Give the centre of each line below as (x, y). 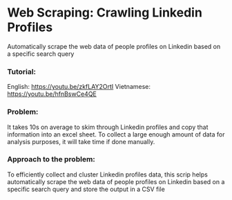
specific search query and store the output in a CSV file (86, 189)
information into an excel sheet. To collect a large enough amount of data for (116, 134)
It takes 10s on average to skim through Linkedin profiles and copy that (108, 127)
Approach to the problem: (51, 159)
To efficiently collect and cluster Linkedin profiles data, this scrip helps (108, 174)
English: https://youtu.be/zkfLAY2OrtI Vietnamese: (79, 87)
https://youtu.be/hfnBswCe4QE (52, 94)
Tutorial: (22, 72)
